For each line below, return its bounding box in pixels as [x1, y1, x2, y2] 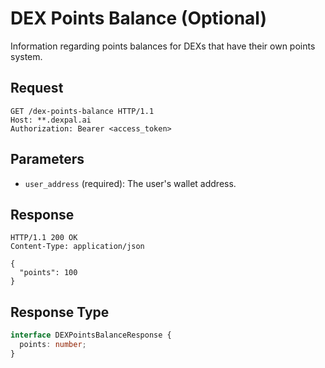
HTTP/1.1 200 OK [10, 233, 78, 243]
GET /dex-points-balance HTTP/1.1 [10, 106, 155, 116]
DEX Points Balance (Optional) [10, 7, 267, 30]
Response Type [10, 303, 110, 321]
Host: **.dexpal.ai [10, 115, 92, 125]
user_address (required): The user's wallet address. [24, 177, 237, 189]
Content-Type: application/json [10, 242, 145, 252]
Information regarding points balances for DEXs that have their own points [10, 40, 316, 52]
